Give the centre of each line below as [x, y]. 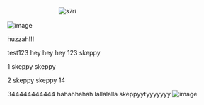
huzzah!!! [21, 39]
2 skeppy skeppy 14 [36, 80]
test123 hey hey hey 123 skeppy [54, 53]
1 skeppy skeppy [32, 66]
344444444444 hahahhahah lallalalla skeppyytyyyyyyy [89, 94]
